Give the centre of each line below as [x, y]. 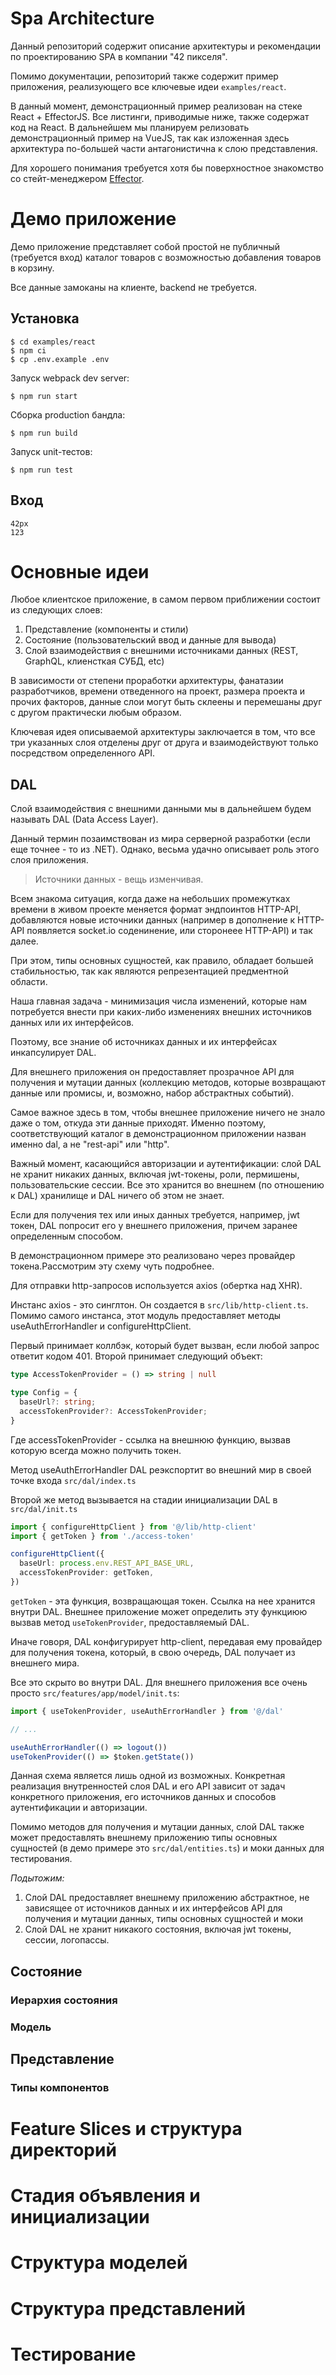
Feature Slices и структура [126, 2129]
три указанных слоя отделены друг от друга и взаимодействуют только [164, 743]
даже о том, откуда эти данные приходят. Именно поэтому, [138, 1123]
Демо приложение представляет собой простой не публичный [145, 246]
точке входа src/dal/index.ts [73, 1480]
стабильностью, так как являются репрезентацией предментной [149, 971]
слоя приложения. [49, 860]
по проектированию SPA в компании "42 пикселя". [119, 56]
